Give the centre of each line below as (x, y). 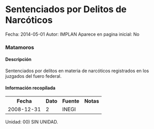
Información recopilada (30, 88)
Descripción (18, 59)
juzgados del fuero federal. (33, 76)
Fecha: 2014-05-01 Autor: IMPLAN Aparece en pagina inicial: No (72, 34)
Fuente (71, 101)
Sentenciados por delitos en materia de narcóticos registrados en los (77, 71)
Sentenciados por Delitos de (66, 9)
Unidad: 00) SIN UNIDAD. (32, 122)
